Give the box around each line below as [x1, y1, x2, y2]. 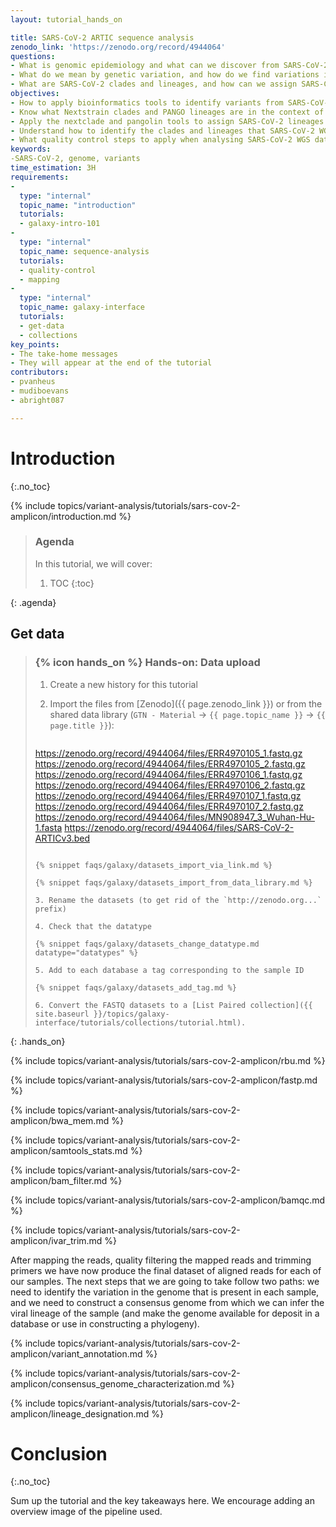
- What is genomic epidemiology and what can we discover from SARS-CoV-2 [10, 61, 329, 71]
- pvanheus [10, 377, 56, 387]
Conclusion [10, 1442, 108, 1465]
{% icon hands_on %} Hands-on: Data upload [34, 656, 261, 670]
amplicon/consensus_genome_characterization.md [10, 1377, 221, 1390]
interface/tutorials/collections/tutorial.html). [34, 1017, 247, 1028]
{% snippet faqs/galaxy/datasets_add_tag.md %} [34, 982, 237, 993]
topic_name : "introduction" [19, 200, 137, 210]
